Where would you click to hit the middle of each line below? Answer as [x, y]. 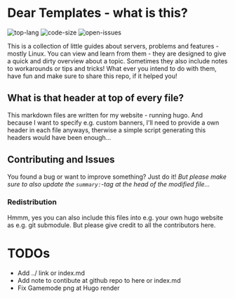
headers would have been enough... [59, 137]
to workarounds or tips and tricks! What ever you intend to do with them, [112, 68]
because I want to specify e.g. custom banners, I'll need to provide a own [113, 122]
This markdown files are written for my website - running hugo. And [105, 115]
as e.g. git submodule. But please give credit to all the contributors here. [112, 225]
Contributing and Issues [61, 160]
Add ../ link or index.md [51, 273]
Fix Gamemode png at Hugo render [68, 288]
